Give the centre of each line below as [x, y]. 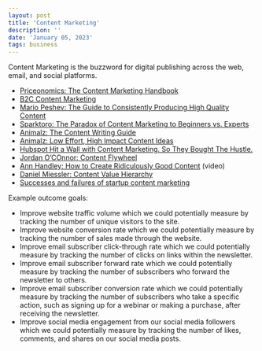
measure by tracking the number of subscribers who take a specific [129, 297]
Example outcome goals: [48, 198]
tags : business [33, 45]
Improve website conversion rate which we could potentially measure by [137, 230]
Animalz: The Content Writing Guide [77, 133]
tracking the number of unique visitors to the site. [100, 222]
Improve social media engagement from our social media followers [127, 322]
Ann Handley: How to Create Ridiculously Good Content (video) [122, 166]
